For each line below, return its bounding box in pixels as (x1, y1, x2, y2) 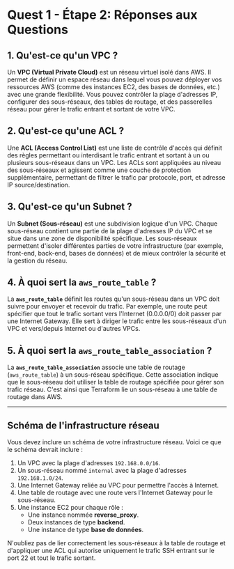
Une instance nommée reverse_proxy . (27, 510, 139, 519)
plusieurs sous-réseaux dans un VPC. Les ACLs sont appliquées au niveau (7, 158, 221, 166)
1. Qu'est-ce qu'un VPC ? (7, 49, 118, 61)
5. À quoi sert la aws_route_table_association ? (7, 345, 212, 357)
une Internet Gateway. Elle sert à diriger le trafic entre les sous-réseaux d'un (7, 317, 226, 325)
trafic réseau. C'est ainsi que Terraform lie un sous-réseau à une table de (7, 385, 218, 393)
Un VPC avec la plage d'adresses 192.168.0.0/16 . (17, 459, 161, 467)
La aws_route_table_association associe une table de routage (7, 363, 186, 372)
